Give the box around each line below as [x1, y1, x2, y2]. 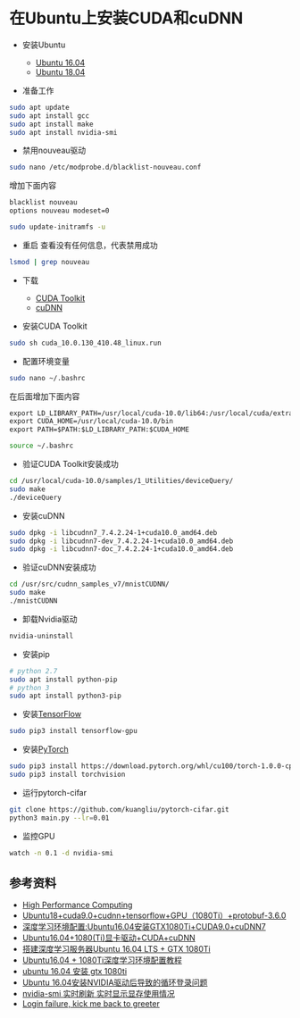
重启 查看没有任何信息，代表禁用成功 [21, 239, 158, 250]
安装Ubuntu [21, 39, 66, 50]
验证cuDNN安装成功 [21, 562, 96, 572]
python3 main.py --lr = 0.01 [9, 814, 110, 822]
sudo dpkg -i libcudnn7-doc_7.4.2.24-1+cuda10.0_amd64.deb [9, 545, 234, 554]
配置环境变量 [21, 355, 70, 366]
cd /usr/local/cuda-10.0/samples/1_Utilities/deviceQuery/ [9, 477, 234, 486]
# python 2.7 [9, 666, 58, 675]
